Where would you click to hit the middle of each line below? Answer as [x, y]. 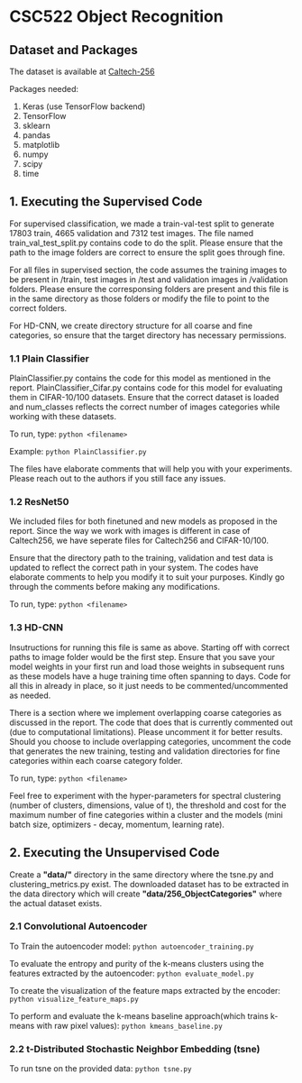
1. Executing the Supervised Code [106, 202]
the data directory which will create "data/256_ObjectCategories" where [146, 894]
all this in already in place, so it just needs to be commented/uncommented [149, 685]
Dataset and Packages [73, 50]
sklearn [37, 125]
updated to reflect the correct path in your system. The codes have [134, 568]
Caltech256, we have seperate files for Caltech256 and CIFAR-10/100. [139, 541]
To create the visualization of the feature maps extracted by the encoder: [145, 990]
